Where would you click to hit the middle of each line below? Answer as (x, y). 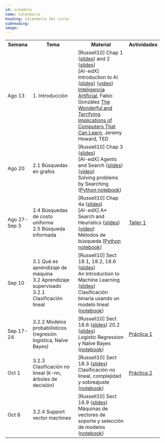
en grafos (44, 171)
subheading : (17, 23)
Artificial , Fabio (95, 96)
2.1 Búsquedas (50, 166)
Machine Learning (99, 280)
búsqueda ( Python (99, 241)
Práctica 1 (140, 334)
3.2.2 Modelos (49, 322)
